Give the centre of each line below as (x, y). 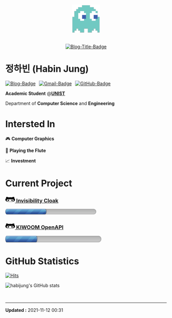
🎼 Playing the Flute (26, 150)
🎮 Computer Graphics (30, 138)
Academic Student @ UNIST (35, 93)
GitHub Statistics (42, 261)
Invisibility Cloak (37, 201)
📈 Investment (20, 161)
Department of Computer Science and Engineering (60, 103)
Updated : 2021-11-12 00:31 (34, 310)
